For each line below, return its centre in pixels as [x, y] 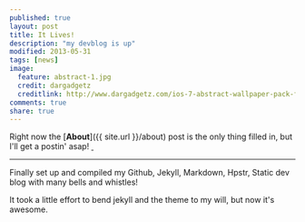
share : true [32, 111]
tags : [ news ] [34, 60]
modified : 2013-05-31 [50, 52]
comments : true [38, 102]
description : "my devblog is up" [73, 43]
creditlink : [40, 94]
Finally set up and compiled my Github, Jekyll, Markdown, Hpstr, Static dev [150, 173]
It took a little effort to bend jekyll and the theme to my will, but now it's [142, 200]
